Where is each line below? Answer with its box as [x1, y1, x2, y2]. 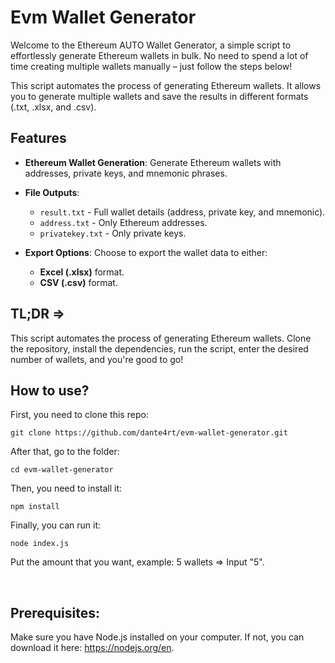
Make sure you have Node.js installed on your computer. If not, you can [10, 631, 305, 643]
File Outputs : [24, 186, 80, 198]
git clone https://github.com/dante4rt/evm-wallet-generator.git [10, 428, 288, 438]
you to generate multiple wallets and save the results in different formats [10, 90, 309, 102]
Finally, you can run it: [10, 519, 102, 531]
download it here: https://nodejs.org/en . [10, 642, 175, 654]
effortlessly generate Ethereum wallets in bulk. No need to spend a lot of [10, 49, 309, 61]
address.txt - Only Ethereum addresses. [39, 216, 208, 228]
